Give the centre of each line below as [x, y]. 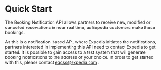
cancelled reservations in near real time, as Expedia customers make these [80, 27]
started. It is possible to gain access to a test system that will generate [75, 52]
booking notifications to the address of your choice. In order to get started [80, 57]
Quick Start [28, 9]
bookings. [15, 32]
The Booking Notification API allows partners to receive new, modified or [78, 22]
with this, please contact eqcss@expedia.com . [52, 62]
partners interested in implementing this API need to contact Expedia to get [80, 47]
